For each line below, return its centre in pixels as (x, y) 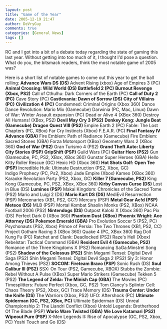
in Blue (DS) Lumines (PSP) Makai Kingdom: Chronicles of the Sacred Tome (83, 189)
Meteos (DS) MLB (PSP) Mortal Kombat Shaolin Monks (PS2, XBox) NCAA (81, 205)
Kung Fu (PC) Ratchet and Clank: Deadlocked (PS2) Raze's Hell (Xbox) (78, 237)
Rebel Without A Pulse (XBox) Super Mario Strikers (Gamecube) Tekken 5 (81, 274)
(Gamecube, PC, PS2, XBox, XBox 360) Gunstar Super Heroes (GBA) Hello (82, 157)
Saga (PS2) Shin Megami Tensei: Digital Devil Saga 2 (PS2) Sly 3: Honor (79, 258)
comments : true (21, 28)
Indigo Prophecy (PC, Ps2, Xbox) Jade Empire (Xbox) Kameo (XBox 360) (80, 173)
